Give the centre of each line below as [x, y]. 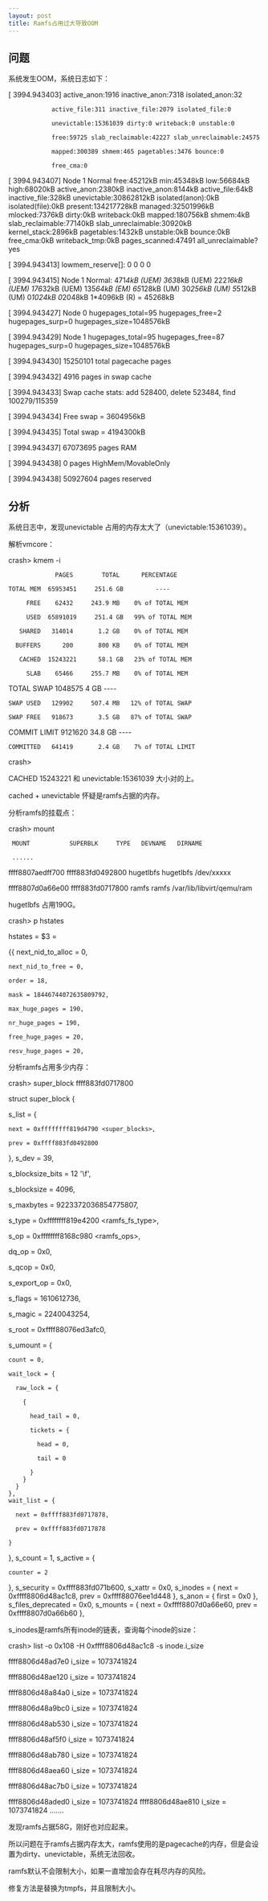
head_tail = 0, [55, 1417]
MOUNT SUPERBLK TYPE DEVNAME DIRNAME [107, 844]
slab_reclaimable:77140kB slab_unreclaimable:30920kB [100, 224]
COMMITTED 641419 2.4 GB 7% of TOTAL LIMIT [102, 747]
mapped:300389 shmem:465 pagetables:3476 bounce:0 [138, 152]
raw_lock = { [37, 1389]
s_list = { [23, 1114]
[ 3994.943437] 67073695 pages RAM [73, 448]
